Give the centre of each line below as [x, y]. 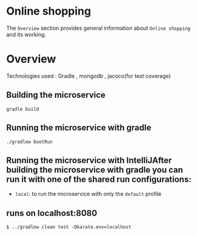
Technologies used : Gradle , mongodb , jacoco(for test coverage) [88, 76]
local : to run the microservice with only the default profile [88, 194]
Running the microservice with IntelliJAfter [89, 160]
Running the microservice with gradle [79, 128]
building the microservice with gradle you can [95, 169]
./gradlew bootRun [29, 142]
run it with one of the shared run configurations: [99, 179]
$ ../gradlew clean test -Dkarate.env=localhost [69, 227]
